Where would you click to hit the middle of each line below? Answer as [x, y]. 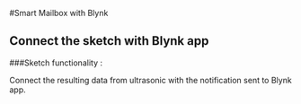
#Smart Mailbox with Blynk [59, 13]
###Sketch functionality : [56, 63]
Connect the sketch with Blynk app [109, 41]
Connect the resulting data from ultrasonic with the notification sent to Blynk [150, 80]
